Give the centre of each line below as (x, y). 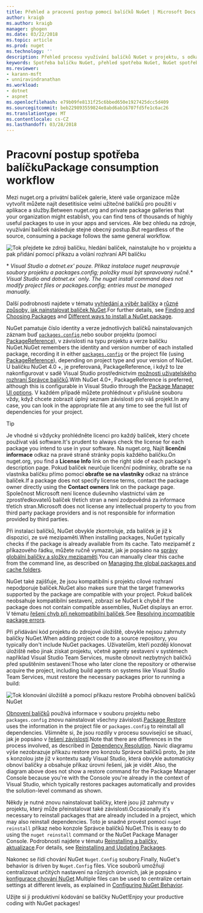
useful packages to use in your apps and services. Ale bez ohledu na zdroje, (101, 223)
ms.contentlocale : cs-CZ (37, 119)
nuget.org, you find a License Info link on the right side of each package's (99, 461)
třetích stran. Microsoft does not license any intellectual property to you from (101, 507)
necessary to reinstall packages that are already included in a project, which (101, 815)
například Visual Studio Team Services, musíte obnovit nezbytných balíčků (99, 658)
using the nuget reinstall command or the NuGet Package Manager (92, 835)
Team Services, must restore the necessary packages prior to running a (96, 677)
